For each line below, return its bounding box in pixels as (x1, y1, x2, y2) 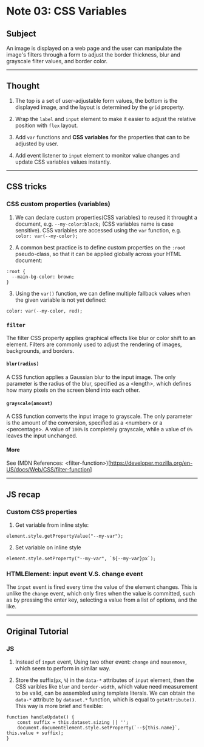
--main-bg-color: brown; (12, 274, 75, 280)
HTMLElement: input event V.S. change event (6, 570, 143, 578)
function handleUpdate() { (6, 714, 75, 720)
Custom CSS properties (6, 507, 78, 516)
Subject (6, 29, 36, 39)
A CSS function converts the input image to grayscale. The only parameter (6, 412, 193, 420)
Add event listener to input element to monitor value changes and (15, 151, 180, 159)
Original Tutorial (6, 626, 69, 636)
